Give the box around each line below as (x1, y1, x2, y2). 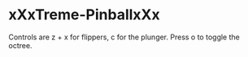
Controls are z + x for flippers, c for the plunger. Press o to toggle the (8, 32, 240, 42)
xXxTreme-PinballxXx (8, 6, 160, 24)
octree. (8, 40, 33, 50)
